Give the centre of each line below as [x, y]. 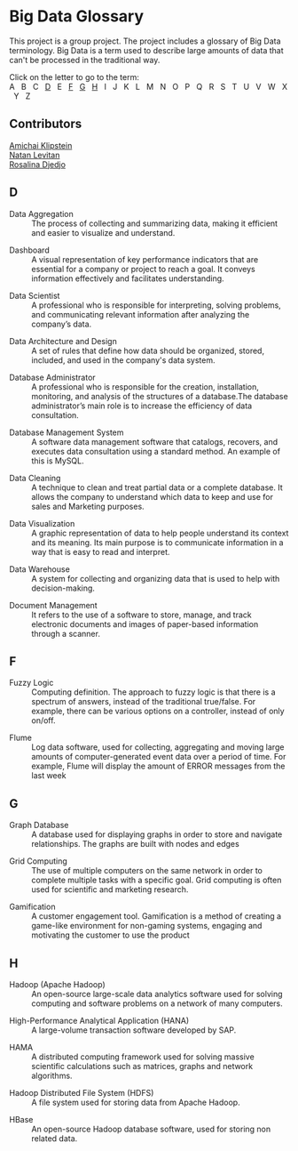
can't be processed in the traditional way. [85, 60]
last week [49, 776]
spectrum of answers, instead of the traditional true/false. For [144, 702]
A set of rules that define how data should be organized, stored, [148, 350]
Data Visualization [42, 523]
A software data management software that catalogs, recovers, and [155, 441]
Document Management [53, 605]
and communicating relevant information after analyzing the [141, 314]
